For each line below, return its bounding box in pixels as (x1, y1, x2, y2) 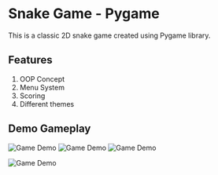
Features (8, 53, 53, 67)
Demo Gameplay (8, 122, 91, 136)
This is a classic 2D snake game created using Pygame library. (8, 31, 211, 40)
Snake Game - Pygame (8, 5, 160, 23)
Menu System (19, 82, 65, 92)
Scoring (19, 91, 46, 100)
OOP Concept (19, 74, 65, 83)
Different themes (19, 99, 75, 108)
